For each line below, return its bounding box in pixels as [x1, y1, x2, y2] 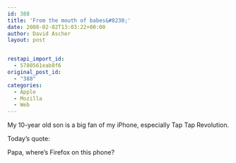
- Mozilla [13, 95, 42, 102]
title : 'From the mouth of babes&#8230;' [7, 17, 131, 24]
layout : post [7, 37, 46, 44]
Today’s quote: [7, 135, 51, 143]
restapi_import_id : [7, 56, 65, 63]
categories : [7, 82, 42, 89]
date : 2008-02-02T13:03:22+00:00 [7, 23, 106, 30]
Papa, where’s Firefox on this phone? [7, 148, 115, 157]
